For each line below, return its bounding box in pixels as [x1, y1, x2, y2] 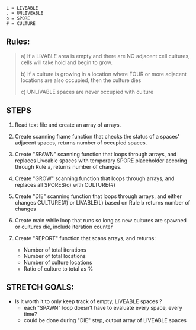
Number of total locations [23, 252, 86, 259]
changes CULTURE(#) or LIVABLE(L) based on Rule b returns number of [14, 199, 191, 206]
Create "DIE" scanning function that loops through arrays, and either [14, 193, 182, 200]
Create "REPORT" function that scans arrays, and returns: [14, 234, 156, 241]
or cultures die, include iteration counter [14, 223, 113, 230]
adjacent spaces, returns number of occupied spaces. [14, 139, 147, 146]
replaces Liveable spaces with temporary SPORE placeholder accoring [14, 157, 188, 164]
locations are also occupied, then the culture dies [20, 77, 142, 84]
